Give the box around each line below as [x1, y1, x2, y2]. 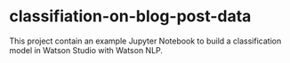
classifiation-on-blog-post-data [9, 6, 252, 27]
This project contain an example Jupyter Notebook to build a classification [9, 35, 282, 46]
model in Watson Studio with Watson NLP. [9, 44, 163, 55]
